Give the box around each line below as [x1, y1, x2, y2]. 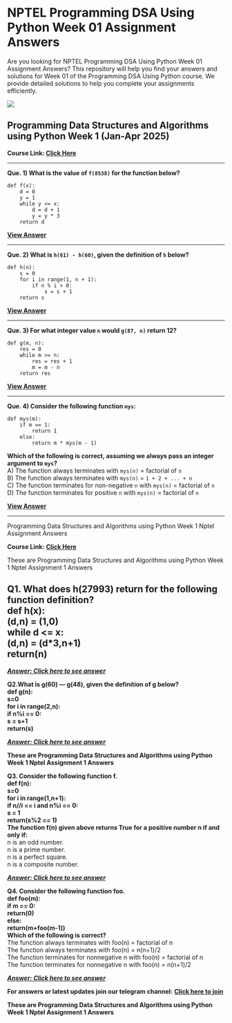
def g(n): [7, 687, 33, 696]
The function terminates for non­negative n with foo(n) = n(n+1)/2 [7, 960, 191, 968]
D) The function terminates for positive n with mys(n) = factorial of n [7, 488, 199, 496]
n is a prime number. [7, 845, 66, 853]
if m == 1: [19, 421, 51, 428]
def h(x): [7, 605, 46, 617]
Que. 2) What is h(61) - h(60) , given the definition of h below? [7, 251, 189, 259]
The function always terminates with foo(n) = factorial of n [7, 938, 173, 946]
